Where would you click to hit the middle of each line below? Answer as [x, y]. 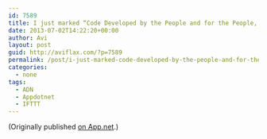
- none [26, 75]
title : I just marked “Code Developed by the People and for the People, [133, 23]
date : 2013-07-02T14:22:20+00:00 [64, 30]
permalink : [26, 60]
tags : [17, 82]
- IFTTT [28, 104]
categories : [28, 68]
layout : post [30, 45]
